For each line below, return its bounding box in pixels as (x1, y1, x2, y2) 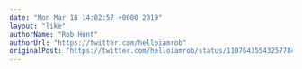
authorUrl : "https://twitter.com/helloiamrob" (9, 38, 187, 47)
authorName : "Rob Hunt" (9, 30, 99, 39)
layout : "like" (9, 22, 67, 30)
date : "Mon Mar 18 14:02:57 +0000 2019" (9, 13, 164, 22)
